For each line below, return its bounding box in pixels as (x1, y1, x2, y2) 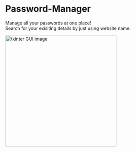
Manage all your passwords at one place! (5, 20, 91, 26)
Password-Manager (5, 3, 91, 15)
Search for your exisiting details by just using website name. (5, 25, 131, 31)
